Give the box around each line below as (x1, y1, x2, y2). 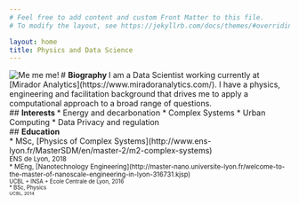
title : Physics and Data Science (9, 45, 133, 54)
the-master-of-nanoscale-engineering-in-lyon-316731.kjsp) (9, 170, 191, 179)
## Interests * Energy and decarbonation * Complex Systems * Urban (9, 107, 266, 118)
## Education (9, 126, 61, 138)
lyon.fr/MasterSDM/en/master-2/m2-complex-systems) (9, 146, 213, 156)
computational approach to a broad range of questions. (9, 99, 212, 109)
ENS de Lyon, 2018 (9, 154, 67, 164)
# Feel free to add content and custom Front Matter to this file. (9, 12, 265, 22)
